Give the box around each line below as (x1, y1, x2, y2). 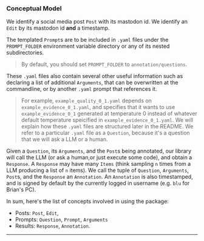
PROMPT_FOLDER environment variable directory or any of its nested (6, 42, 170, 50)
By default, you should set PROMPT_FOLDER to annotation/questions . (21, 61, 188, 68)
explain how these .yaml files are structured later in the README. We (21, 123, 194, 130)
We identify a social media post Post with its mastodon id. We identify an (6, 18, 188, 25)
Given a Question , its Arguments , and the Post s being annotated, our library (6, 147, 192, 155)
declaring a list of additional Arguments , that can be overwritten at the (6, 79, 178, 86)
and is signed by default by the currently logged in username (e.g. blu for (6, 180, 190, 187)
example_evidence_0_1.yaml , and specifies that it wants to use (21, 104, 175, 111)
